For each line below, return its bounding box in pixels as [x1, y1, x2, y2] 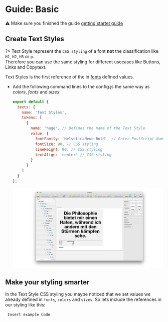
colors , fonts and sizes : [12, 89, 61, 95]
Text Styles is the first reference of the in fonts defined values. [5, 74, 134, 80]
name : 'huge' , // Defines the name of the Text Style [31, 126, 145, 131]
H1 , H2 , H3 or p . [5, 53, 34, 59]
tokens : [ [22, 115, 42, 120]
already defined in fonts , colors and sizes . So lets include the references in [5, 296, 162, 302]
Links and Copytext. [5, 64, 47, 70]
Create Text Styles [5, 35, 64, 43]
